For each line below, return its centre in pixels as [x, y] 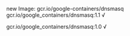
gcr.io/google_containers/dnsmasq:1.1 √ [56, 15]
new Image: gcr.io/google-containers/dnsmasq [65, 9]
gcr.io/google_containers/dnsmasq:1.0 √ [56, 27]
